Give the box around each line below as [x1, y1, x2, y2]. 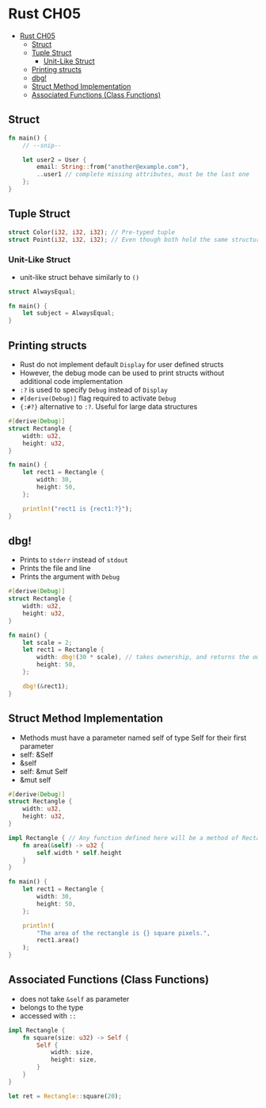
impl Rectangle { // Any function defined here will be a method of [8, 834, 239, 842]
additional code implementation [19, 377, 123, 386]
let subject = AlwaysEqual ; [22, 309, 115, 317]
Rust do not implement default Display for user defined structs [19, 360, 224, 370]
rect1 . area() [36, 937, 80, 945]
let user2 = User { [22, 155, 87, 163]
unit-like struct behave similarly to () [19, 272, 140, 282]
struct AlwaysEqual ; [8, 287, 77, 296]
